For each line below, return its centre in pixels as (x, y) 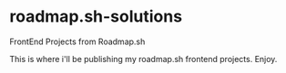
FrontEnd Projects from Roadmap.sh (77, 41)
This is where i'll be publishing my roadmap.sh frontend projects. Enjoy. (143, 59)
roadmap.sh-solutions (96, 17)
